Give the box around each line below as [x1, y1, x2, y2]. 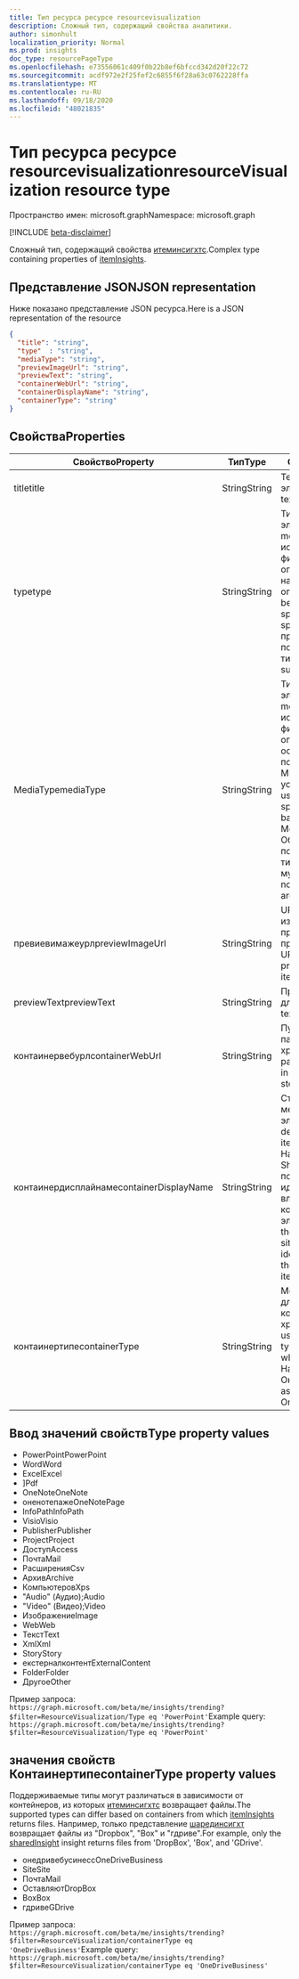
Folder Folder [21, 1667, 69, 1678]
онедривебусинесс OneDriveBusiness [21, 1854, 163, 1866]
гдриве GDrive [21, 1902, 75, 1913]
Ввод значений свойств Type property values [9, 1426, 270, 1441]
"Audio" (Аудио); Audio [21, 1592, 105, 1602]
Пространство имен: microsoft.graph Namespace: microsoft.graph [9, 210, 255, 221]
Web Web [21, 1620, 56, 1631]
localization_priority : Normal [9, 37, 125, 47]
